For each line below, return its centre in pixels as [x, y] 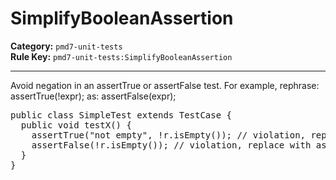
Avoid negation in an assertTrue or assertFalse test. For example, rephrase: [165, 85]
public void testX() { [76, 125]
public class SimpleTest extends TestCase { [121, 115]
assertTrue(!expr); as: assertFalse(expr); [93, 96]
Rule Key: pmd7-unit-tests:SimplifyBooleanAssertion [121, 56]
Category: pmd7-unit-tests [66, 46]
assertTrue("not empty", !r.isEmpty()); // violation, [169, 135]
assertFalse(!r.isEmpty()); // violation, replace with [171, 145]
